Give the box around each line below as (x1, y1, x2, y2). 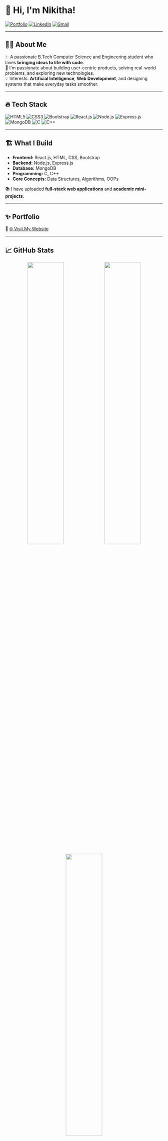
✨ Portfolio (5, 212, 40, 221)
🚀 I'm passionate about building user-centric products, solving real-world (5, 65, 156, 71)
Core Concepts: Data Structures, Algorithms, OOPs (12, 176, 119, 182)
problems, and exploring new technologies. (5, 70, 94, 76)
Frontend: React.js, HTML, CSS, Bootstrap (12, 155, 100, 161)
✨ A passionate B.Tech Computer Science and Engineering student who (5, 54, 153, 60)
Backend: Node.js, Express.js (12, 160, 73, 166)
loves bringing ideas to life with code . (5, 59, 84, 65)
